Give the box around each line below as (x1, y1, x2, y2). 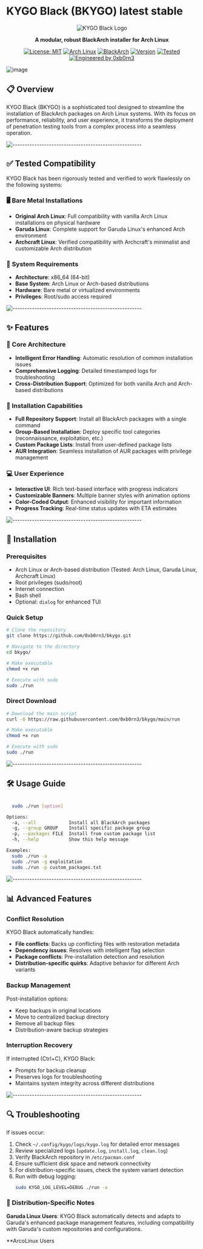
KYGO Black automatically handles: (6, 928, 95, 936)
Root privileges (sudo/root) (15, 579, 83, 586)
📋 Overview (6, 84, 55, 95)
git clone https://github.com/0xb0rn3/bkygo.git (6, 633, 131, 639)
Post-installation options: (6, 995, 68, 1002)
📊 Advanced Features (6, 893, 92, 904)
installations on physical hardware (15, 219, 101, 226)
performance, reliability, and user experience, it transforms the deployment (6, 116, 194, 124)
